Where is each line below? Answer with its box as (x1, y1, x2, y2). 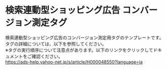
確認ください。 (31, 53, 63, 59)
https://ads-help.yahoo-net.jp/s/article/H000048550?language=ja (5, 58, 143, 65)
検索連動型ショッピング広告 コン (5, 4, 140, 16)
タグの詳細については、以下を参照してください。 (5, 40, 107, 46)
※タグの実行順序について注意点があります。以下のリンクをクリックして (5, 47, 153, 53)
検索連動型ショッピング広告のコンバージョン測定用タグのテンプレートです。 (5, 34, 164, 40)
